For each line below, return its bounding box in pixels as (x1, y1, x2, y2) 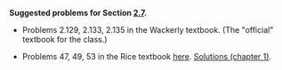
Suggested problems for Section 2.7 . (9, 8, 148, 18)
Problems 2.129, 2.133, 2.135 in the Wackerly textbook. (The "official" (21, 25, 274, 35)
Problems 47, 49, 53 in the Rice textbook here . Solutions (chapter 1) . (21, 51, 272, 61)
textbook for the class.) (21, 35, 109, 44)
